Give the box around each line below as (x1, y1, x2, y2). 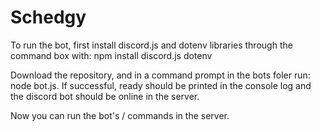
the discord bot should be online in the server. (10, 90, 200, 102)
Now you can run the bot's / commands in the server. (10, 109, 230, 121)
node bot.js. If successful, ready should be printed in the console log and (10, 79, 312, 91)
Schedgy (10, 6, 87, 29)
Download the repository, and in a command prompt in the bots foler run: (10, 69, 311, 81)
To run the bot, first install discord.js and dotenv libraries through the (10, 39, 293, 51)
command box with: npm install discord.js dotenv (10, 49, 213, 61)
